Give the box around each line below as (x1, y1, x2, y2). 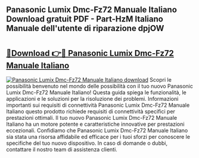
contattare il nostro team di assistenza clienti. (6, 146, 117, 153)
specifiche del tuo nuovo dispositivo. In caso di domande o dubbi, (6, 140, 168, 147)
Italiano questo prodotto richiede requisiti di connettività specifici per (6, 108, 176, 115)
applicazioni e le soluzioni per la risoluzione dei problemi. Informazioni (6, 95, 179, 102)
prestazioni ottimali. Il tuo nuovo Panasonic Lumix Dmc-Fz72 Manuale (6, 114, 178, 121)
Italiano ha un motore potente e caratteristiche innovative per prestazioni (6, 120, 185, 128)
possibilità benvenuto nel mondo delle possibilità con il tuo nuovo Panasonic (6, 83, 194, 89)
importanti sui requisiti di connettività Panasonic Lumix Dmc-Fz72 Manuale (6, 101, 190, 109)
